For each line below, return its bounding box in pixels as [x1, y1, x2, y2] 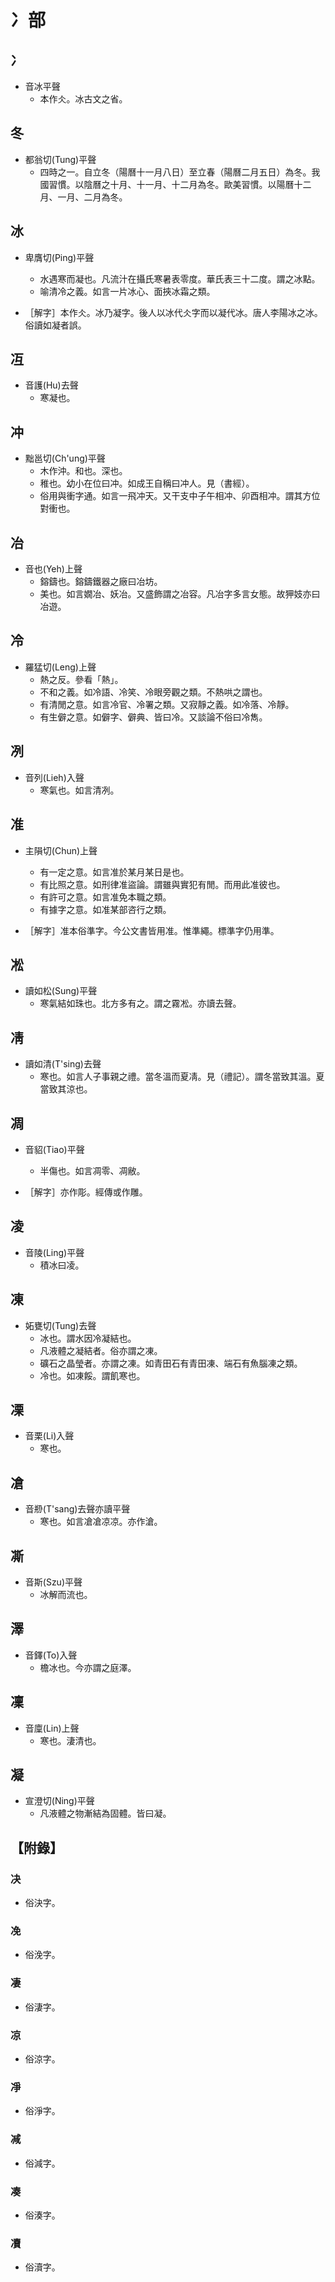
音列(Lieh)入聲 [24, 771, 85, 783]
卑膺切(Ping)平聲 [24, 251, 95, 263]
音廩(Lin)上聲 [24, 1722, 80, 1734]
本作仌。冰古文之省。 [39, 93, 128, 105]
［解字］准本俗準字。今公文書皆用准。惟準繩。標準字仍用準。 [24, 924, 280, 936]
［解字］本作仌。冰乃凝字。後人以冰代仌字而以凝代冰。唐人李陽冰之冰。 [24, 306, 323, 318]
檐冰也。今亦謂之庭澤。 [39, 1661, 137, 1673]
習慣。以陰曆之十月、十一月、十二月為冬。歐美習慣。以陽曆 [48, 178, 295, 190]
